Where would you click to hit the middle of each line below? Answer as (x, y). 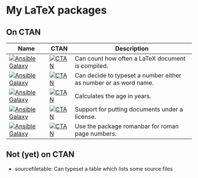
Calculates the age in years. (113, 96)
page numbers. (95, 133)
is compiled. (91, 66)
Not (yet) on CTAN (40, 155)
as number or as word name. (114, 83)
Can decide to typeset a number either (128, 75)
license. (85, 117)
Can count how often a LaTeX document (130, 58)
